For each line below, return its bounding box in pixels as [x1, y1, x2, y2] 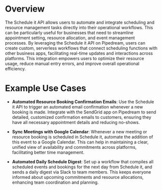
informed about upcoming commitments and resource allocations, [12, 174, 144, 180]
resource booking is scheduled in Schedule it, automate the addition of [12, 134, 153, 140]
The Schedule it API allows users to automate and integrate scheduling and [5, 19, 155, 25]
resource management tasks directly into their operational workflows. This [5, 24, 153, 30]
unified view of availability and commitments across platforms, [12, 144, 137, 150]
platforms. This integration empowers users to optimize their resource [5, 55, 144, 61]
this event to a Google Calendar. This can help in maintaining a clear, [12, 139, 149, 145]
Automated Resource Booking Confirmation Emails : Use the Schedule [12, 98, 154, 105]
